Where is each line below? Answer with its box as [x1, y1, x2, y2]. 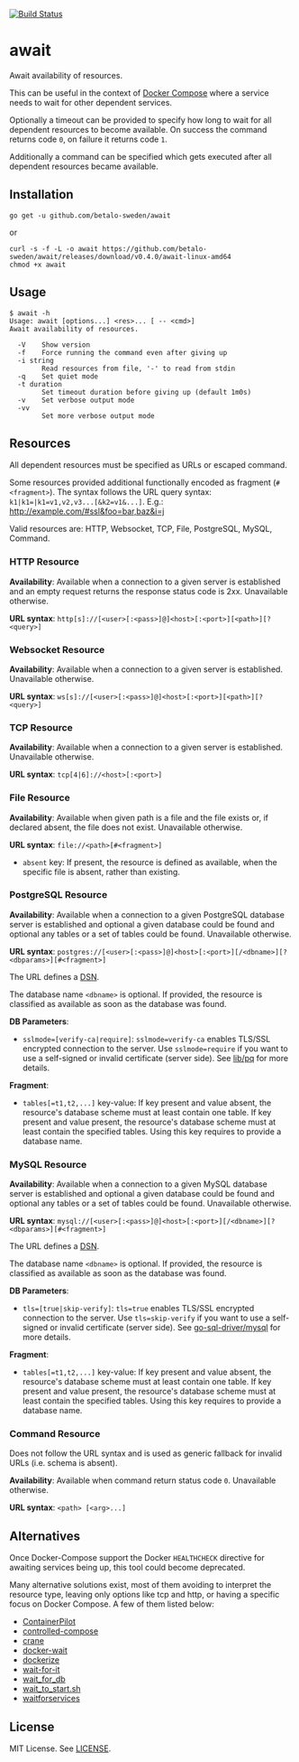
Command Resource [9, 1428, 101, 1440]
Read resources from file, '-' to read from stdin [41, 364, 236, 373]
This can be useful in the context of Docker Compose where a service [9, 87, 269, 98]
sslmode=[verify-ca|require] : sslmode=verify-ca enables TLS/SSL [22, 1033, 271, 1044]
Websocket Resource [9, 643, 105, 656]
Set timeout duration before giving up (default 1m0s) [41, 387, 252, 396]
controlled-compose [22, 1626, 99, 1636]
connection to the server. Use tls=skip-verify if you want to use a [22, 1312, 270, 1323]
